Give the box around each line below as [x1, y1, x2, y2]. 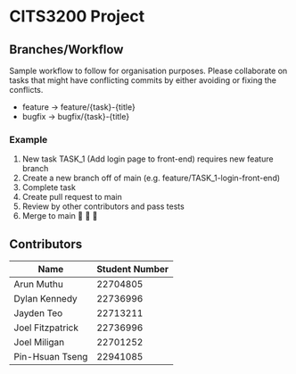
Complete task [21, 182, 76, 193]
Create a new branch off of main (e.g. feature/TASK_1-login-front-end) [21, 172, 281, 184]
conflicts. [9, 85, 44, 95]
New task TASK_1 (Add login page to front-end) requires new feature [21, 154, 274, 164]
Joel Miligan [13, 337, 65, 349]
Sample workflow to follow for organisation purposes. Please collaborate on [9, 65, 288, 76]
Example [9, 133, 48, 145]
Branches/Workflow [9, 42, 124, 57]
